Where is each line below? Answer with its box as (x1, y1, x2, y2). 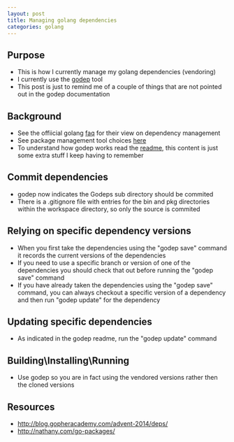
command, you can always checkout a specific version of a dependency (17, 288, 226, 297)
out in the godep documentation (17, 90, 110, 99)
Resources (7, 401, 55, 413)
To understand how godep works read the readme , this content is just (17, 144, 219, 152)
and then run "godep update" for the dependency (17, 295, 161, 304)
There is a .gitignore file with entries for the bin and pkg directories (17, 197, 210, 206)
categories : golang (7, 23, 64, 30)
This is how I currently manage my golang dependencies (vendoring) (17, 68, 217, 76)
